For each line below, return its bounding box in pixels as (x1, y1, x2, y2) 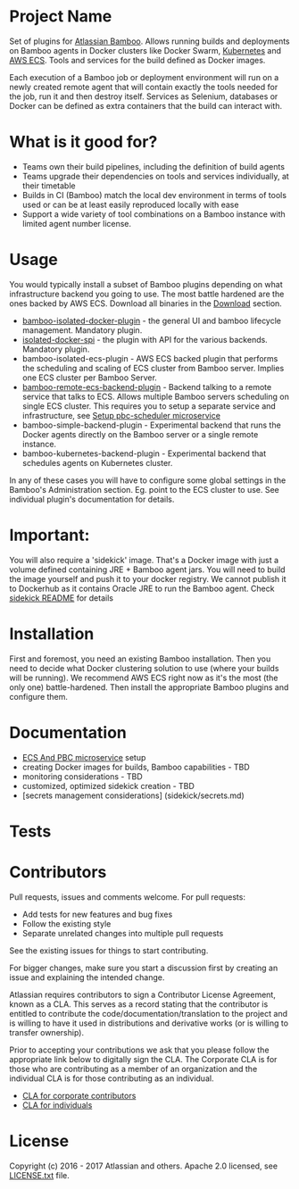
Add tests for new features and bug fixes (21, 909, 173, 919)
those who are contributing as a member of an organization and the (9, 1063, 258, 1074)
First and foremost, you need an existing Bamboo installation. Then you (9, 653, 271, 664)
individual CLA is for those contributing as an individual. (9, 1073, 214, 1084)
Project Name (9, 6, 112, 27)
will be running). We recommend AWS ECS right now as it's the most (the (9, 672, 278, 683)
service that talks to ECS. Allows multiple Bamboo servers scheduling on (21, 391, 290, 402)
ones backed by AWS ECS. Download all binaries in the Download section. (9, 297, 283, 309)
